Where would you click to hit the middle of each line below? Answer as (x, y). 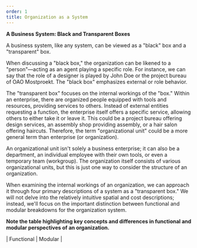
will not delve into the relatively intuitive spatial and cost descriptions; (90, 197)
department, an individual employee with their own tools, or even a (87, 154)
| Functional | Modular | (34, 239)
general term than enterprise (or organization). (62, 137)
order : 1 (17, 11)
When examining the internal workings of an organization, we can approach (98, 185)
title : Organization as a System (47, 17)
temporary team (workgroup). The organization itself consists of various (94, 161)
